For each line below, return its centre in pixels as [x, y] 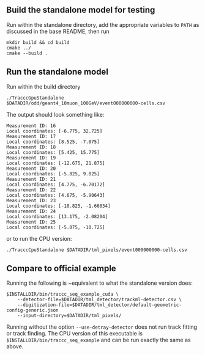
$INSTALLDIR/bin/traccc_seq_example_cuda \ [63, 295]
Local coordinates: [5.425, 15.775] [53, 152]
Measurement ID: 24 [31, 211]
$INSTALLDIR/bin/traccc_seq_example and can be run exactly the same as [99, 340]
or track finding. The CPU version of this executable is [74, 334]
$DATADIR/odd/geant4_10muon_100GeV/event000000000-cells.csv [86, 103]
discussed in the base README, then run [58, 31]
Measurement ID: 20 [31, 168]
